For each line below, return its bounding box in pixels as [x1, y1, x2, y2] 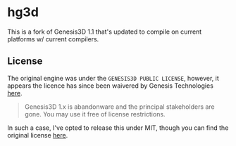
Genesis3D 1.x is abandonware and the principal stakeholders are [24, 102, 215, 111]
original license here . [7, 131, 68, 139]
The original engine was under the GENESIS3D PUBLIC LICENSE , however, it [7, 74, 220, 82]
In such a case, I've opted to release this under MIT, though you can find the [7, 124, 229, 132]
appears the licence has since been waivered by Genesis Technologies [7, 81, 213, 90]
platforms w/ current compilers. [7, 34, 99, 43]
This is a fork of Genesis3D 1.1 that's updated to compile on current [7, 27, 202, 36]
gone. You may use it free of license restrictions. [24, 109, 166, 118]
